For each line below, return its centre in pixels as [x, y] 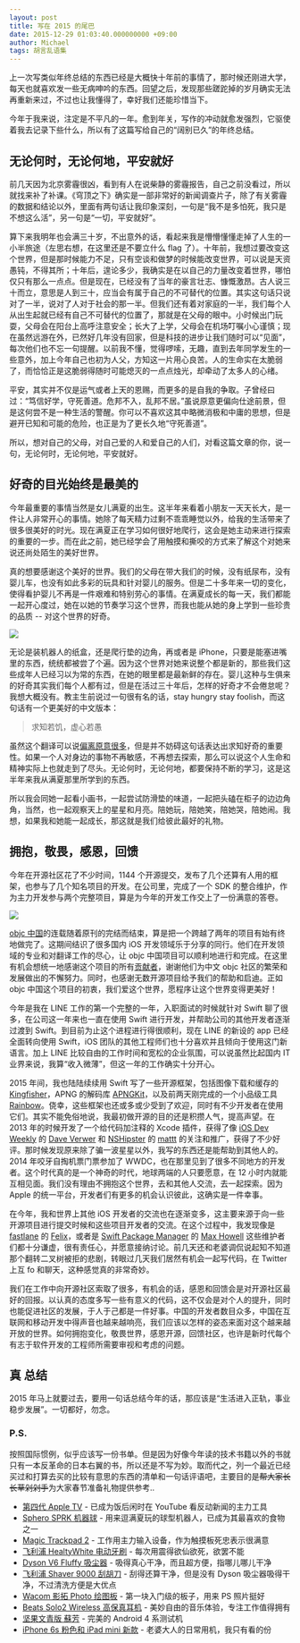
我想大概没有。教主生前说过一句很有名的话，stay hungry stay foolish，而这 [147, 696]
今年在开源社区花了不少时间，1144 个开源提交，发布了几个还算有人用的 [140, 875]
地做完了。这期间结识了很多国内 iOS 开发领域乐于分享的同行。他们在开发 [143, 944]
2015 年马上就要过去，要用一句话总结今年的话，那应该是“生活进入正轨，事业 [150, 1398]
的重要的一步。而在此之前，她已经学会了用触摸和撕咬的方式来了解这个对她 [146, 541]
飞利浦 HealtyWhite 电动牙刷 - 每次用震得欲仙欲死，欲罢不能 [133, 1551]
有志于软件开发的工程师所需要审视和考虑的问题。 [99, 1344]
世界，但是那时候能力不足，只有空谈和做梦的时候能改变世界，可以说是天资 [154, 258]
